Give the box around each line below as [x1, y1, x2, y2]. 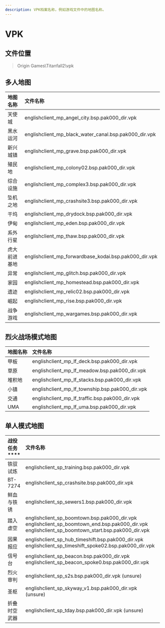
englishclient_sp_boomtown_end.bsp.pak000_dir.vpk [25, 521, 148, 528]
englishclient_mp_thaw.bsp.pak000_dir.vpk [24, 233, 125, 240]
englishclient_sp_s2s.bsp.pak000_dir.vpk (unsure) [25, 573, 142, 580]
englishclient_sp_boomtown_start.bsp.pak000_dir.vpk [25, 527, 150, 534]
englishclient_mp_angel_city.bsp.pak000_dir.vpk [24, 114, 137, 121]
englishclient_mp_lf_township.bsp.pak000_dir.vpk [32, 386, 147, 393]
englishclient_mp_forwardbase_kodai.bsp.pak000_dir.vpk [24, 253, 158, 260]
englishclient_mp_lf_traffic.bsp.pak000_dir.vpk [32, 395, 140, 402]
